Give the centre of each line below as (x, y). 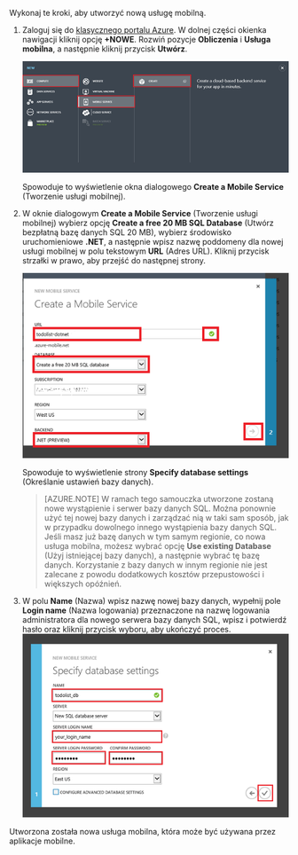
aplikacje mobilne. (42, 841)
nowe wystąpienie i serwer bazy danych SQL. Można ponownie (160, 508)
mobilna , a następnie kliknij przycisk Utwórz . (105, 49)
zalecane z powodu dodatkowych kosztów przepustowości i (154, 575)
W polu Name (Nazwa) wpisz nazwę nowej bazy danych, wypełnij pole (151, 601)
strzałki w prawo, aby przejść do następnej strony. (114, 260)
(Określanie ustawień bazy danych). (87, 482)
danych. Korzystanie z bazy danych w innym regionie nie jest (156, 565)
